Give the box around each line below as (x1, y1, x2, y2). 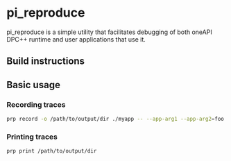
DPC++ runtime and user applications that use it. (6, 35, 146, 43)
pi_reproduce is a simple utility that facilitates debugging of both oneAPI (6, 28, 212, 36)
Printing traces (6, 132, 58, 142)
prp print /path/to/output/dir (6, 148, 97, 155)
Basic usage (6, 78, 60, 91)
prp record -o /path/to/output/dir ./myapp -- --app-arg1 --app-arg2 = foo (6, 116, 225, 123)
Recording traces (6, 99, 66, 109)
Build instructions (6, 56, 85, 67)
